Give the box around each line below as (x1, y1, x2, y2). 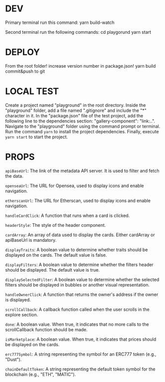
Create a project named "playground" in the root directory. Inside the (5, 102, 146, 108)
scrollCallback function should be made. (5, 326, 88, 332)
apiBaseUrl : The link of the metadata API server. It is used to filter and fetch (5, 168, 160, 174)
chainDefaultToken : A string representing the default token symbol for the (5, 366, 156, 372)
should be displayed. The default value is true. (5, 267, 100, 273)
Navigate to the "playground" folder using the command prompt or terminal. (5, 123, 161, 129)
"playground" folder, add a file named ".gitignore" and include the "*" (5, 107, 147, 113)
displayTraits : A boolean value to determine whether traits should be (5, 247, 148, 253)
